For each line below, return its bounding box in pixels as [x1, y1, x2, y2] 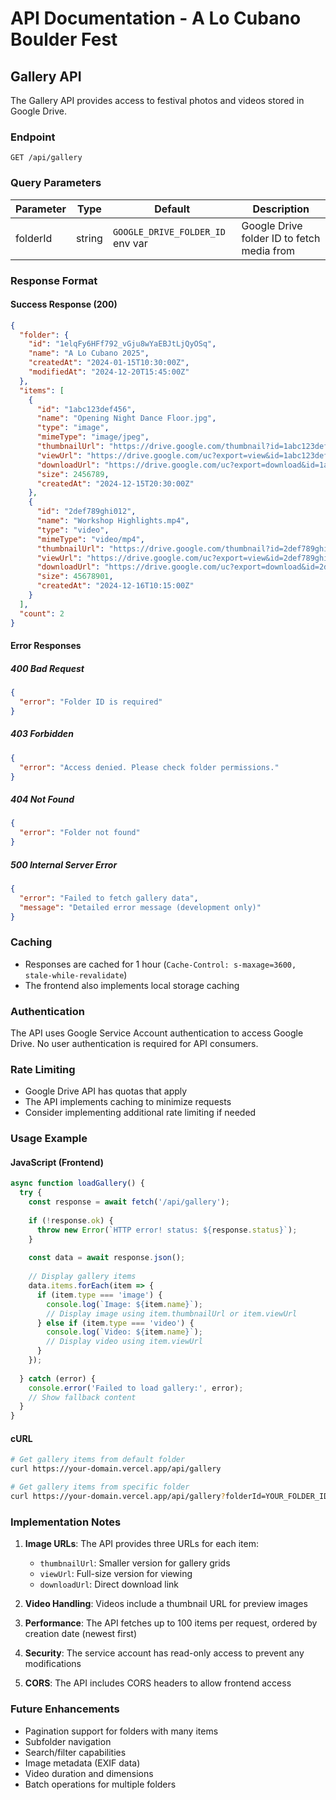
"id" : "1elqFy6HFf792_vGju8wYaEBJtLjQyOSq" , [28, 339, 217, 349]
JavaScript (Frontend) [10, 1156, 104, 1168]
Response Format [10, 273, 98, 287]
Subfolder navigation [24, 1735, 112, 1747]
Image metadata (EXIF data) [24, 1757, 141, 1769]
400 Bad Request [10, 662, 85, 674]
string [75, 231, 103, 245]
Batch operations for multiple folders [24, 1778, 177, 1790]
